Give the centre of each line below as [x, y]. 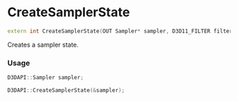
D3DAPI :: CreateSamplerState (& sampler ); [66, 90]
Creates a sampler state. [43, 44]
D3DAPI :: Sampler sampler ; [45, 78]
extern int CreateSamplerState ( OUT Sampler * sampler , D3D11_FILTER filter [120, 31]
